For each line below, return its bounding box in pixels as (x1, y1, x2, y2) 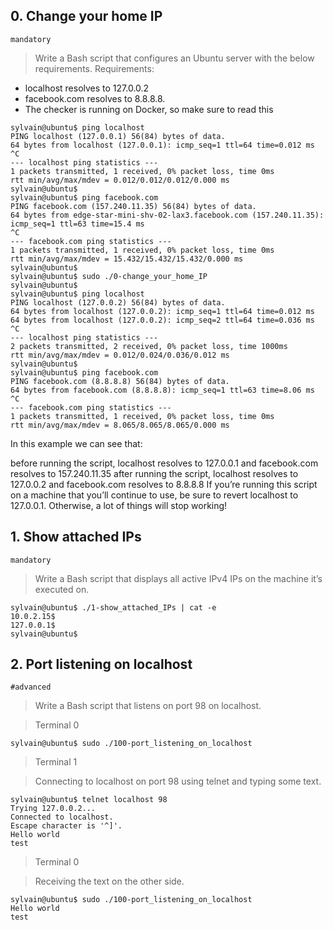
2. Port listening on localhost (10, 656, 193, 673)
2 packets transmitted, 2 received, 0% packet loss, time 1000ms (10, 341, 288, 351)
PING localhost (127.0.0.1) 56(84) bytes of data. (10, 131, 226, 141)
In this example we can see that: (10, 437, 143, 449)
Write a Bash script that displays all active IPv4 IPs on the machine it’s (34, 572, 323, 584)
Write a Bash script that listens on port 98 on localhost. (34, 700, 262, 712)
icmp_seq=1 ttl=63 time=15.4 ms (10, 219, 145, 229)
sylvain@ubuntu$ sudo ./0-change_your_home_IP (10, 271, 208, 281)
